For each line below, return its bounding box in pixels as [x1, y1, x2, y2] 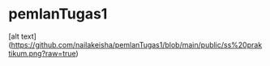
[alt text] [8, 31, 36, 41]
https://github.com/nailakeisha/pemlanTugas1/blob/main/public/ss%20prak [11, 39, 263, 49]
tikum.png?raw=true [8, 48, 76, 58]
